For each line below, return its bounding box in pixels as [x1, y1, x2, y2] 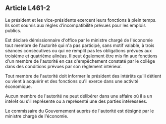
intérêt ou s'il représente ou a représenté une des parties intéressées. [5, 98, 148, 104]
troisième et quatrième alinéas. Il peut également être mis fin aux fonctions [5, 53, 158, 59]
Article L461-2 [5, 4, 51, 12]
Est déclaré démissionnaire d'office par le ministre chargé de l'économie [5, 37, 153, 43]
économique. [5, 83, 32, 89]
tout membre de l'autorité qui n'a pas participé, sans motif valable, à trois [5, 42, 155, 48]
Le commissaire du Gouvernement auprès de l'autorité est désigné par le [5, 108, 154, 114]
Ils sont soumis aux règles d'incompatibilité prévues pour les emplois [5, 22, 146, 28]
